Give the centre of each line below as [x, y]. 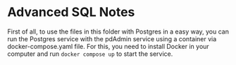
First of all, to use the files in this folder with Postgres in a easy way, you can [118, 31]
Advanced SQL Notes [71, 12]
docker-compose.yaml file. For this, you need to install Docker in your [108, 46]
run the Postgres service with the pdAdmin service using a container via [112, 38]
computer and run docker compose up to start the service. [90, 54]
